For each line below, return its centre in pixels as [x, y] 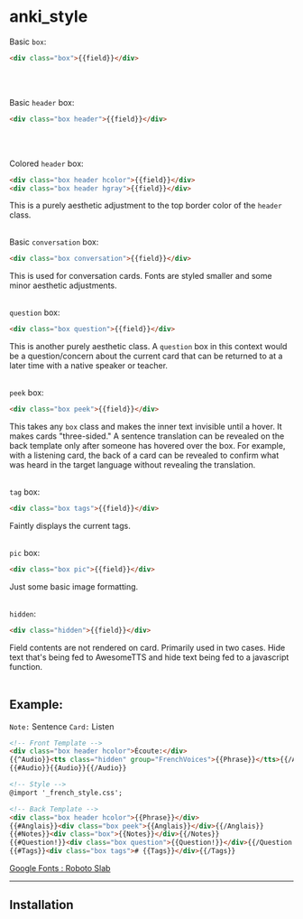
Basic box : [28, 42]
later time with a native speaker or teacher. [89, 366]
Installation [41, 905]
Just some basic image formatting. [74, 586]
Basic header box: [42, 102]
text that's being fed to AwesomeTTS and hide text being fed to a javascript [149, 657]
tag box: [25, 492]
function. [26, 666]
